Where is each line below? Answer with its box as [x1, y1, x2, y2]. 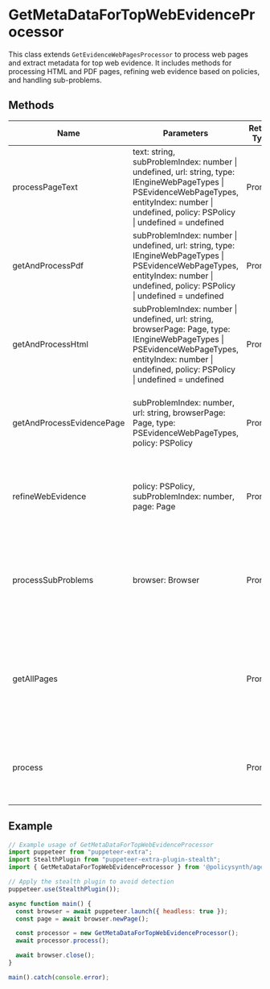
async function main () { [8, 900, 92, 908]
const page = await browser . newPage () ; [15, 915, 149, 923]
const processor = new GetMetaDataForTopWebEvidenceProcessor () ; [15, 929, 239, 937]
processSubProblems [12, 574, 94, 585]
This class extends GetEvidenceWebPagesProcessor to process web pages [8, 49, 249, 59]
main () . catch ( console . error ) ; [8, 973, 110, 981]
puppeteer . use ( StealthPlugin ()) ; [8, 885, 121, 893]
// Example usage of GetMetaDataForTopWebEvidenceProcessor [8, 841, 215, 849]
